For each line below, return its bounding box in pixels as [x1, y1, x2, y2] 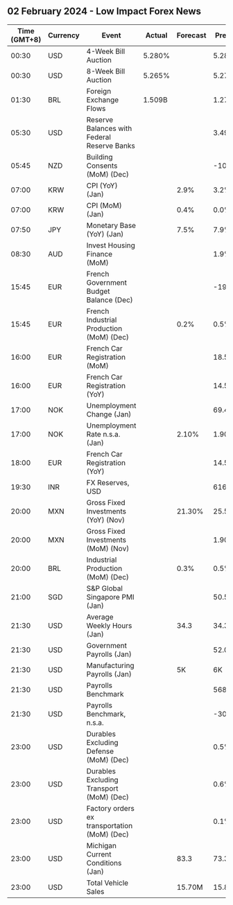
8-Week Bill [86, 66, 126, 76]
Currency [47, 30, 80, 40]
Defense [86, 746, 114, 756]
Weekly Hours [86, 620, 132, 630]
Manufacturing [86, 660, 135, 670]
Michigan [86, 841, 116, 850]
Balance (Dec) [86, 295, 133, 304]
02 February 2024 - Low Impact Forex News [7, 6, 202, 17]
